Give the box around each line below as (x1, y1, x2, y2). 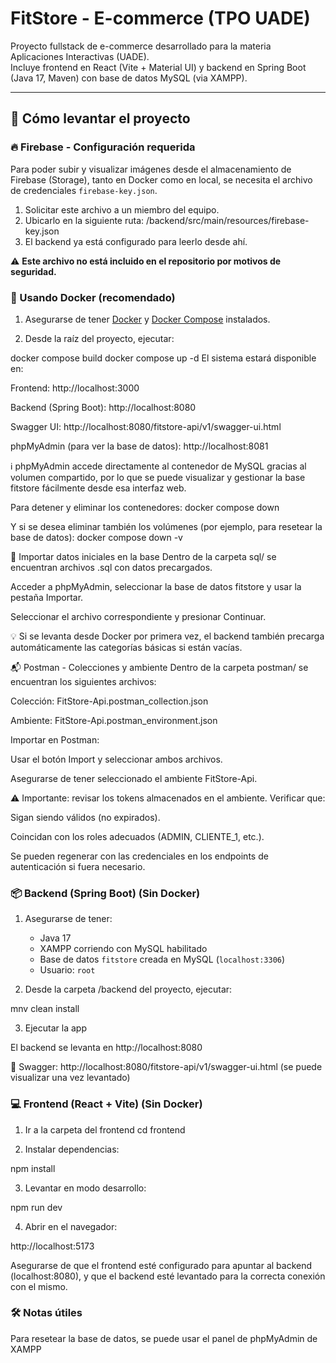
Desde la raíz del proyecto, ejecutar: (24, 332, 175, 344)
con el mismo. (10, 1280, 68, 1292)
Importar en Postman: (10, 733, 100, 746)
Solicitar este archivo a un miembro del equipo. (24, 203, 220, 216)
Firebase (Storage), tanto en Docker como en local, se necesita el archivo (10, 173, 313, 186)
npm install (10, 1162, 56, 1174)
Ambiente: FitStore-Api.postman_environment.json (10, 714, 218, 726)
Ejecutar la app (24, 1022, 87, 1034)
